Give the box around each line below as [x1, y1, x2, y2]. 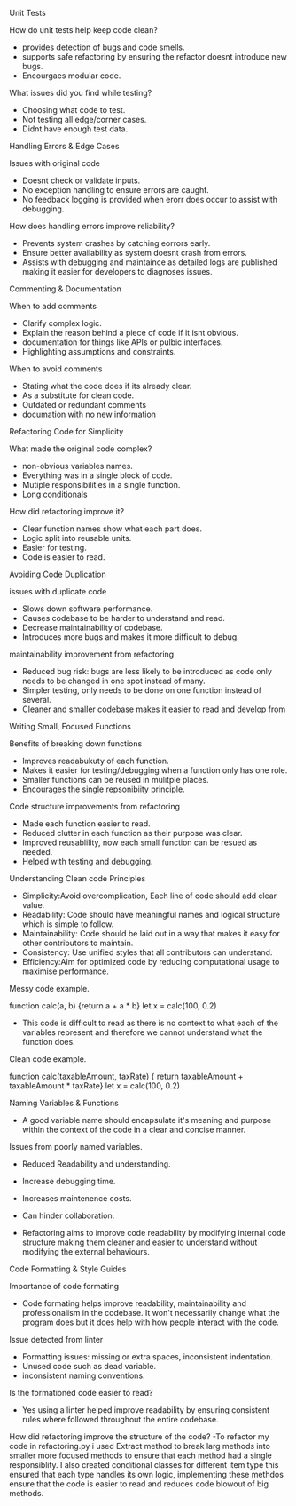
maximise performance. [21, 966, 109, 976]
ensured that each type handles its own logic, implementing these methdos [9, 1470, 284, 1479]
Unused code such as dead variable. [21, 1361, 157, 1371]
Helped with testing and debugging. [21, 857, 153, 866]
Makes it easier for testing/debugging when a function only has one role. [21, 765, 288, 776]
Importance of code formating [9, 1281, 120, 1291]
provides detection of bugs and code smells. [21, 42, 185, 52]
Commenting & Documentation [9, 283, 121, 294]
